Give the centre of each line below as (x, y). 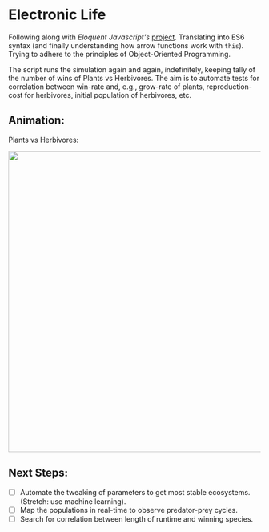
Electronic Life (57, 15)
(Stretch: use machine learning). (73, 501)
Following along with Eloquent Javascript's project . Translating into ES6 (126, 37)
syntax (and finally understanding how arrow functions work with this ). (126, 45)
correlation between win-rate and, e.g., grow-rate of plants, (106, 87)
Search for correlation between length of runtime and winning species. (137, 518)
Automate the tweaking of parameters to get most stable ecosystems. (135, 492)
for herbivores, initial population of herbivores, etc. (108, 95)
